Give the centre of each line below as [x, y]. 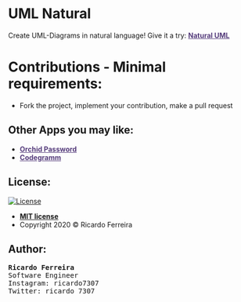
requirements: [56, 84]
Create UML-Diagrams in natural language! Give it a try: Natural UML [119, 35]
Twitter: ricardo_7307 [52, 291]
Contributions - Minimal [87, 67]
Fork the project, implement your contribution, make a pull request [126, 105]
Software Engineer [43, 276]
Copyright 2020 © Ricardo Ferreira [76, 224]
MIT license [39, 216]
